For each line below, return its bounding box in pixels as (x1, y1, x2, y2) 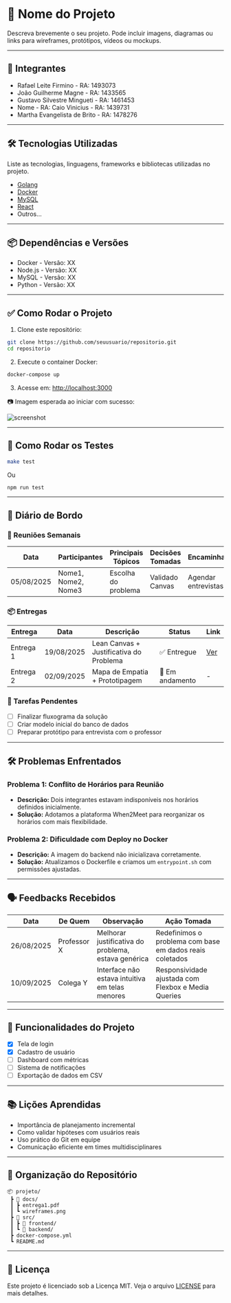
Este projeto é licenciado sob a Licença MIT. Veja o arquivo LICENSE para (7, 1282, 216, 1290)
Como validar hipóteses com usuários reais (16, 1128, 140, 1136)
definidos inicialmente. (16, 803, 82, 811)
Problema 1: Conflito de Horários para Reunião (7, 780, 164, 790)
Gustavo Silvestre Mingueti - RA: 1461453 (16, 96, 135, 104)
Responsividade (155, 965, 208, 974)
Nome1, (58, 569, 85, 578)
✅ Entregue (159, 647, 197, 657)
